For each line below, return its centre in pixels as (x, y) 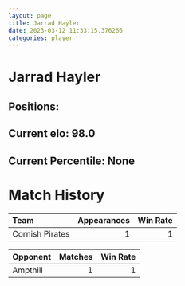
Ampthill (28, 270)
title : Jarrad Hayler (44, 23)
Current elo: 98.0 (52, 133)
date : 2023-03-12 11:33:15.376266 (66, 30)
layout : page (30, 16)
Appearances (104, 220)
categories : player (41, 38)
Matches (76, 257)
